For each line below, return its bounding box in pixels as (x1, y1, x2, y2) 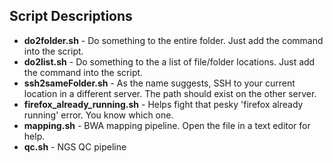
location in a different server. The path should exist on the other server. (23, 87, 317, 99)
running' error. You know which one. (23, 109, 174, 121)
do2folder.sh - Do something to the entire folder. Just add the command (23, 34, 324, 46)
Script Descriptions (9, 8, 133, 25)
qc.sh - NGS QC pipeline (23, 140, 127, 153)
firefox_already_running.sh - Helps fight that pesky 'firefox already (23, 98, 304, 110)
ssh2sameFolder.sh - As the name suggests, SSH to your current (23, 77, 296, 89)
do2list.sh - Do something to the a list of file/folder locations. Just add (23, 55, 316, 68)
